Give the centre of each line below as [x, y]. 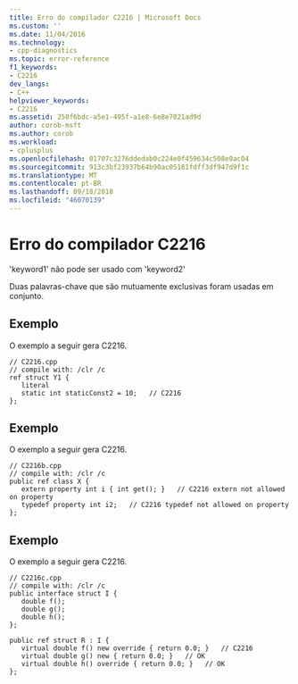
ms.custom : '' [36, 26]
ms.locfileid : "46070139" [57, 200]
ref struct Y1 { [39, 377]
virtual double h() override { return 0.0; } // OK [123, 664]
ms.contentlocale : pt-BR [55, 184]
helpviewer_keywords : [50, 100]
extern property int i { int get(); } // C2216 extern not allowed [153, 489]
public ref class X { [50, 482]
